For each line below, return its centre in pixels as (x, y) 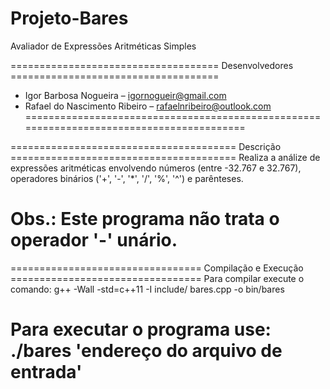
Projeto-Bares (69, 18)
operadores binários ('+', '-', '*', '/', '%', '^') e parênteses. (127, 178)
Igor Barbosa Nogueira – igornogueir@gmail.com (125, 95)
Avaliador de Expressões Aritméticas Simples (103, 46)
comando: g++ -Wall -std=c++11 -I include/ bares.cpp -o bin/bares (147, 289)
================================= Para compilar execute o (157, 278)
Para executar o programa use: (141, 329)
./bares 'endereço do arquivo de (146, 351)
